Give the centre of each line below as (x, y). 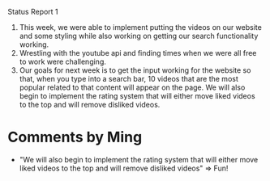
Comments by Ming (75, 137)
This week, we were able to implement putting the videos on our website (141, 27)
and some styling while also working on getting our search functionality (139, 36)
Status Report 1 (33, 12)
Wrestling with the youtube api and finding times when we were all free (138, 53)
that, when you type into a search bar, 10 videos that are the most (129, 79)
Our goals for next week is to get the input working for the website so (135, 70)
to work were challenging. (63, 61)
